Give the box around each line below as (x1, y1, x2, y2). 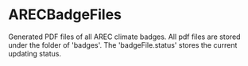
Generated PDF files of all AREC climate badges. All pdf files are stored (8, 32, 241, 41)
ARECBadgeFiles (8, 6, 122, 24)
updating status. (8, 49, 62, 58)
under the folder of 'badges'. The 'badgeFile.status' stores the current (8, 40, 238, 49)
